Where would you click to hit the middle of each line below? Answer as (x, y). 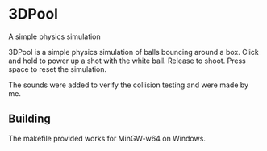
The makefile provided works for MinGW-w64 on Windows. (107, 138)
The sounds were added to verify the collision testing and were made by (128, 85)
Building (29, 119)
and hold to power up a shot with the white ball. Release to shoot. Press (127, 61)
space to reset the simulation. (58, 69)
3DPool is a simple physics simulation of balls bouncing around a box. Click (134, 52)
